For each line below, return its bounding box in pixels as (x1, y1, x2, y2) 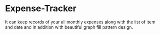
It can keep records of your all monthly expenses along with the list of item (5, 19, 156, 25)
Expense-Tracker (5, 3, 77, 14)
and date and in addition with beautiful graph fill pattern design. (5, 24, 133, 30)
